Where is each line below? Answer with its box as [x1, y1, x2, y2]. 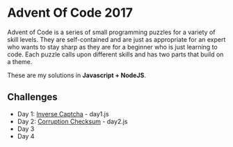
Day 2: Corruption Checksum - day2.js [17, 117, 128, 125]
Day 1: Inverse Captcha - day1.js [17, 109, 109, 118]
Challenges [7, 91, 58, 103]
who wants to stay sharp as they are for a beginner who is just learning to [7, 42, 218, 51]
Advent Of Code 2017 [7, 5, 134, 21]
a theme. [7, 57, 33, 65]
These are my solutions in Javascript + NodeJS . [7, 71, 146, 79]
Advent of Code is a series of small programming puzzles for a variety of [7, 28, 216, 36]
